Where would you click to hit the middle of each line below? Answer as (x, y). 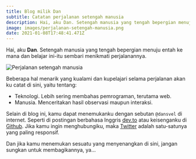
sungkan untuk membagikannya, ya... (51, 150)
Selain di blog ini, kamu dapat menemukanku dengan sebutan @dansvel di (94, 114)
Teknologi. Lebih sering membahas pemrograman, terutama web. (93, 96)
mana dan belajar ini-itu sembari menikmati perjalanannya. (76, 56)
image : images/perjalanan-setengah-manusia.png (65, 28)
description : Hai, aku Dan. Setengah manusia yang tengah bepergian (91, 22)
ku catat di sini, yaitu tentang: (41, 85)
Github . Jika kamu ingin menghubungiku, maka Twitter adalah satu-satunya (97, 126)
